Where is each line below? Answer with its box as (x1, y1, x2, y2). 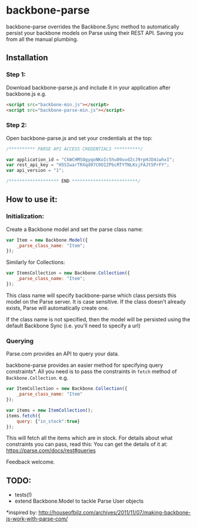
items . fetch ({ (6, 413, 41, 419)
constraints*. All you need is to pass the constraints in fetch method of (6, 368, 178, 375)
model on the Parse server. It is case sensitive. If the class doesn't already (6, 298, 186, 305)
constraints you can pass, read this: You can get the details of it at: (6, 441, 168, 448)
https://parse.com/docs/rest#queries (6, 447, 96, 454)
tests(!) (14, 491, 32, 498)
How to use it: (6, 194, 58, 204)
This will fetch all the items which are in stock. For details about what (6, 435, 173, 442)
